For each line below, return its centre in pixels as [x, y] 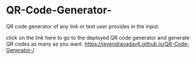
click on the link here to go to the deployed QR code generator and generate [98, 37]
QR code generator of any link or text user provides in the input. [83, 26]
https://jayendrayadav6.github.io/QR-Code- [137, 44]
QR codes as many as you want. [45, 44]
